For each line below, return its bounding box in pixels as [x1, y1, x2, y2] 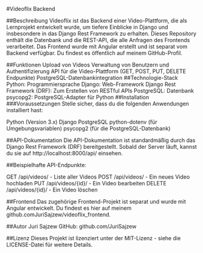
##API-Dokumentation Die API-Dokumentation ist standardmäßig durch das [6, 137, 196, 144]
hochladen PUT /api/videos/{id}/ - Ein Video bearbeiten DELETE [6, 180, 167, 187]
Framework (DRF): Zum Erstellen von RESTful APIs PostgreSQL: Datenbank [6, 87, 194, 94]
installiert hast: [6, 107, 44, 113]
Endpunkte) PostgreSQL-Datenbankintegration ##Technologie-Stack [6, 74, 178, 81]
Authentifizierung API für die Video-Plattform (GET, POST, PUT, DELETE [6, 68, 187, 75]
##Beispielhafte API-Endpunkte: [6, 162, 87, 168]
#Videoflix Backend [6, 5, 55, 12]
